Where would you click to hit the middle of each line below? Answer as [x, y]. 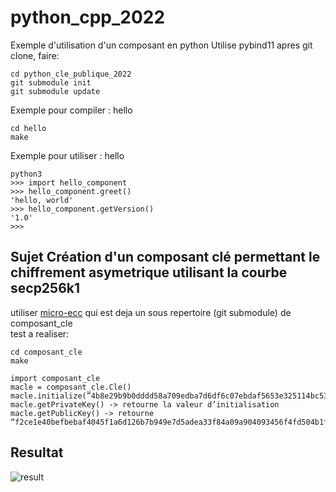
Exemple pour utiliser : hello [67, 155]
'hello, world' [42, 200]
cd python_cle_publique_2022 [71, 74]
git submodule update [55, 91]
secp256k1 [45, 288]
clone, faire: [35, 55]
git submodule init [51, 82]
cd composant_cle [46, 352]
